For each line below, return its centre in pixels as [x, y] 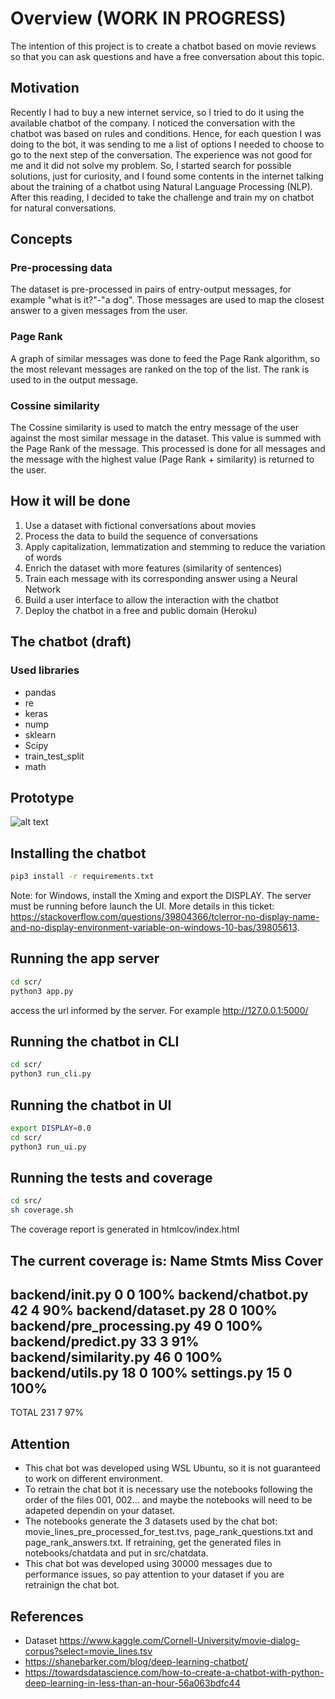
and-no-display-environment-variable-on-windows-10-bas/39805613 [154, 928]
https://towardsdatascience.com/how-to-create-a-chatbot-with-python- [174, 1672]
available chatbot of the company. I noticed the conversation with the [153, 123]
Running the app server [85, 958]
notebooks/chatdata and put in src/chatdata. [116, 1553]
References [47, 1616]
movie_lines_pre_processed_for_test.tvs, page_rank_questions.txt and [168, 1532]
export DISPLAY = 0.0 [51, 1128]
